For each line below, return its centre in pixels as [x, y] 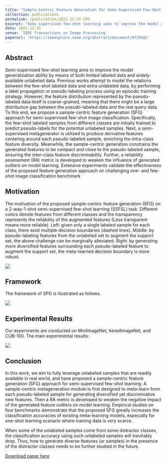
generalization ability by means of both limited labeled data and [70, 75]
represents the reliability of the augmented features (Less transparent [76, 220]
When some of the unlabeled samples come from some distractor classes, [81, 430]
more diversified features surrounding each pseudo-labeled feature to [77, 246]
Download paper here [27, 456]
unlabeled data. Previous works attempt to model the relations [88, 80]
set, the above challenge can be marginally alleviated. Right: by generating [82, 240]
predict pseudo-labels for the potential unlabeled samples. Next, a [73, 128]
